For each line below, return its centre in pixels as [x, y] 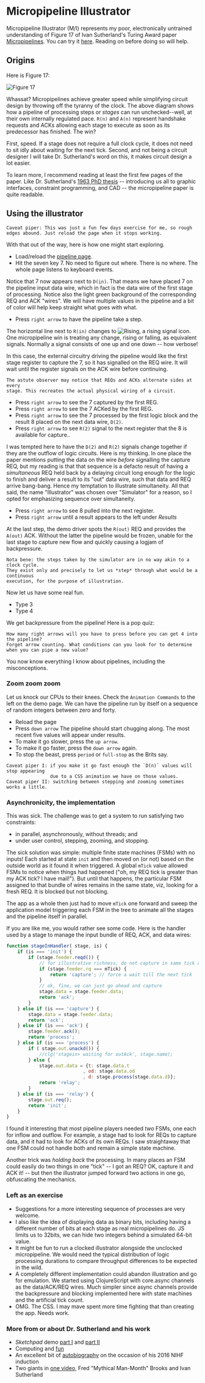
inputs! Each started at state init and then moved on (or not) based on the [100, 859]
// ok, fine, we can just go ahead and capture [101, 986]
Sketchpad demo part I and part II [58, 1342]
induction [27, 1362]
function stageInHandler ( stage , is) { [57, 946]
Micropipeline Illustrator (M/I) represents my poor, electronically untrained [99, 28]
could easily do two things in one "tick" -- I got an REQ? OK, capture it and [100, 1166]
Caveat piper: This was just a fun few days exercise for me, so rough [99, 228]
